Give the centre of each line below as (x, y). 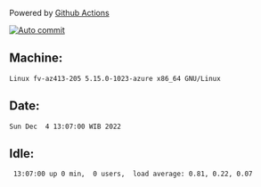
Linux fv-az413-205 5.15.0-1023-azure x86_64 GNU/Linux (115, 78)
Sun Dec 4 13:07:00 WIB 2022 (65, 126)
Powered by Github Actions (59, 13)
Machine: (36, 58)
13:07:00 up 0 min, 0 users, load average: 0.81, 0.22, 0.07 (133, 174)
